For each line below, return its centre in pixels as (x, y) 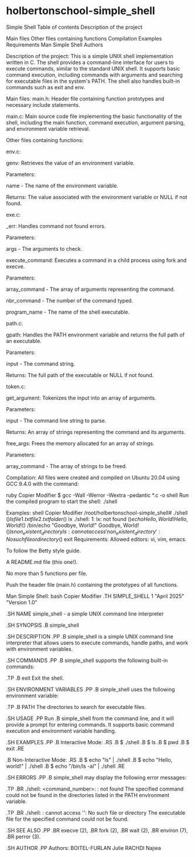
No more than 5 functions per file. (47, 573)
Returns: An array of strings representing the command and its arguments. (96, 432)
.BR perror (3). (23, 836)
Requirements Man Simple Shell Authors (55, 45)
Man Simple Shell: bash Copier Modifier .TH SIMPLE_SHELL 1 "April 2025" (95, 596)
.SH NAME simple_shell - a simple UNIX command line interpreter (85, 614)
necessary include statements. (43, 105)
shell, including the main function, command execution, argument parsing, (95, 122)
